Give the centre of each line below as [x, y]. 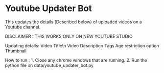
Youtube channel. [23, 27]
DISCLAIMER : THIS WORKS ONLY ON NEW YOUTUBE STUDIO [69, 36]
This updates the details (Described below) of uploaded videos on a [73, 22]
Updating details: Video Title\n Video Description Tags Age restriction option [82, 45]
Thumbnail [16, 51]
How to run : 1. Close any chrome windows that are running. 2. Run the [76, 60]
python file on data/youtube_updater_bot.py [49, 65]
